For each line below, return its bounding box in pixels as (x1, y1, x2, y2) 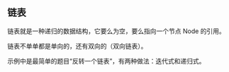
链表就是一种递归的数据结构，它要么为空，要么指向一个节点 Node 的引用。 (7, 27, 225, 35)
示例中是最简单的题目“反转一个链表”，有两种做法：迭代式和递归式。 (7, 56, 206, 65)
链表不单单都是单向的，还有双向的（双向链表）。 (7, 42, 147, 50)
